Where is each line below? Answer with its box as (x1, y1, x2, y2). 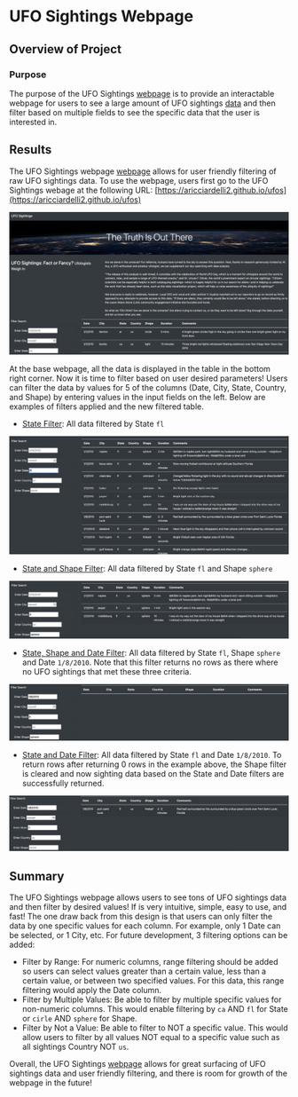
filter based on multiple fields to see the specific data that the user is (9, 107, 260, 117)
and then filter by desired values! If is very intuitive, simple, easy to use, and (9, 902, 287, 912)
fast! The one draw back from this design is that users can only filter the (9, 912, 273, 922)
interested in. (9, 116, 58, 127)
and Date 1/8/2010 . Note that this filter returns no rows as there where (21, 657, 278, 667)
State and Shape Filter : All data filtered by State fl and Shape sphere (21, 563, 273, 573)
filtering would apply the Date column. (21, 985, 162, 996)
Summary (9, 868, 65, 884)
